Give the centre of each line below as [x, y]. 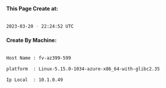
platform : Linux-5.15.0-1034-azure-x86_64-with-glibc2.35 [83, 69]
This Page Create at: [32, 8]
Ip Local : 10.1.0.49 [35, 80]
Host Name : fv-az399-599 [38, 58]
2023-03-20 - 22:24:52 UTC [40, 27]
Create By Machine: [32, 40]
